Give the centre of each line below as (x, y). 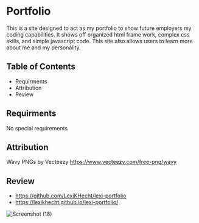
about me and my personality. (44, 48)
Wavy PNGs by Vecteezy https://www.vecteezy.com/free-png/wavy (92, 162)
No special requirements (37, 128)
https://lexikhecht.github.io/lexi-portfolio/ (67, 202)
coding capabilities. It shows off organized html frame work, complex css (98, 34)
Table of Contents (41, 67)
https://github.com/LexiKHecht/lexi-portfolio (71, 196)
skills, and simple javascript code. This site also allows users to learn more (100, 41)
